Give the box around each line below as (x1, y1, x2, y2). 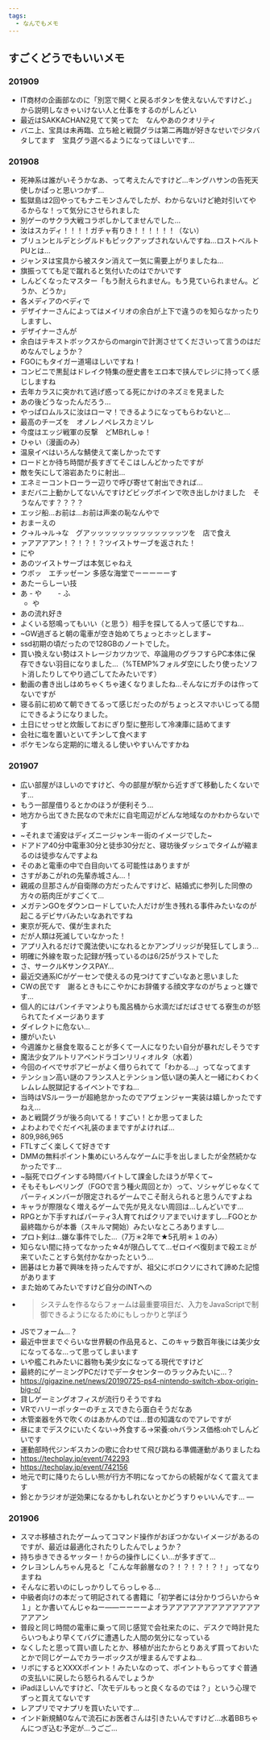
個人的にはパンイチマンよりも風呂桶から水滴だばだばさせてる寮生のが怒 (19, 1001, 261, 1011)
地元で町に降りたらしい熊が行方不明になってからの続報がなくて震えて (19, 1472, 252, 1481)
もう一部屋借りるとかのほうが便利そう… (19, 800, 154, 810)
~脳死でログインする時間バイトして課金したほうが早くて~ (19, 1171, 214, 1181)
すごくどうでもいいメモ (8, 51, 125, 65)
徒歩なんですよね (41, 850, 98, 860)
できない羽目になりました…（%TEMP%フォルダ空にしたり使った (27, 659, 244, 669)
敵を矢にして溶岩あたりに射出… (19, 468, 126, 477)
